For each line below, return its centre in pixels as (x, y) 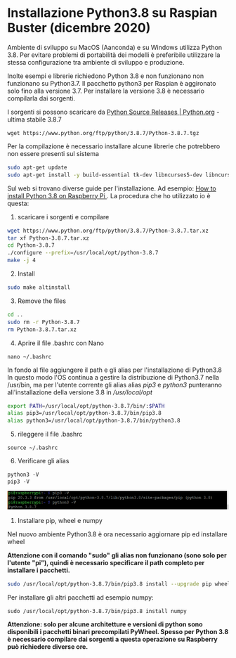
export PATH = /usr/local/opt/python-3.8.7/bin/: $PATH (86, 406)
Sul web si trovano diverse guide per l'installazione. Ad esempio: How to (112, 188)
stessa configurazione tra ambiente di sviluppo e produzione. (96, 62)
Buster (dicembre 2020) (79, 28)
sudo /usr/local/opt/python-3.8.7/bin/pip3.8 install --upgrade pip (110, 584)
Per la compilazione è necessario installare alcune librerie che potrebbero (114, 146)
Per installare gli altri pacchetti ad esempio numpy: (80, 597)
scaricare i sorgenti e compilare (63, 217)
